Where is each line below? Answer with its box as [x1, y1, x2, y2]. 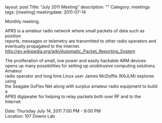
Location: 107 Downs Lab [5, 113, 55, 119]
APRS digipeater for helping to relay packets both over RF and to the [5, 94, 141, 99]
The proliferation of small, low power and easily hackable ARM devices [5, 58, 146, 63]
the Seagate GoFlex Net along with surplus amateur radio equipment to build [5, 83, 158, 89]
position [5, 33, 21, 39]
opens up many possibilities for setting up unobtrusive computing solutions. [5, 63, 156, 68]
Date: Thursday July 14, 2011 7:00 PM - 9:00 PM [5, 108, 101, 114]
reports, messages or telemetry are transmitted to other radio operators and [5, 38, 156, 44]
